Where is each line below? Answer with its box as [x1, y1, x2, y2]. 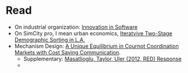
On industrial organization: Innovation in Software [14, 23, 138, 31]
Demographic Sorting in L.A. [14, 36, 85, 43]
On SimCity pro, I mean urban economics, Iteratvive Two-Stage [14, 29, 173, 36]
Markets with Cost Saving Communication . [14, 48, 121, 56]
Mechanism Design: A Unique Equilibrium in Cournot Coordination [14, 42, 179, 50]
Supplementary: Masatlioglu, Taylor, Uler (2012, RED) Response [23, 55, 182, 62]
